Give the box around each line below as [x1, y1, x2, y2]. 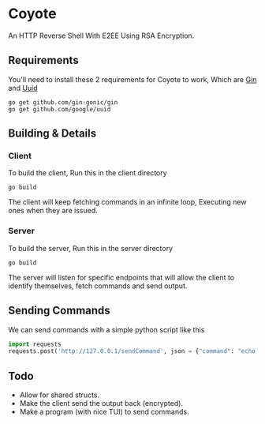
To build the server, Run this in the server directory [8, 243, 174, 253]
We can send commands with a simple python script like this [8, 325, 205, 334]
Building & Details [8, 127, 97, 141]
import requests [8, 340, 62, 348]
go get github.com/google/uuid [8, 105, 111, 113]
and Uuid [8, 83, 38, 92]
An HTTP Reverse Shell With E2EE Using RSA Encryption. [8, 31, 195, 40]
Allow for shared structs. [19, 390, 100, 400]
